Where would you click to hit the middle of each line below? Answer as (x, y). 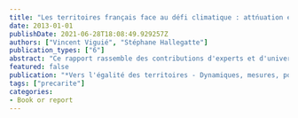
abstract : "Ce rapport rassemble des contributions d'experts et (132, 59)
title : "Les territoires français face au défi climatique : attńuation (146, 17)
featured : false (39, 67)
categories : (31, 91)
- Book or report (41, 100)
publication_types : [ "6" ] (57, 51)
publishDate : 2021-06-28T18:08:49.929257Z (89, 34)
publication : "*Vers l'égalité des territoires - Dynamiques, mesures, (144, 75)
